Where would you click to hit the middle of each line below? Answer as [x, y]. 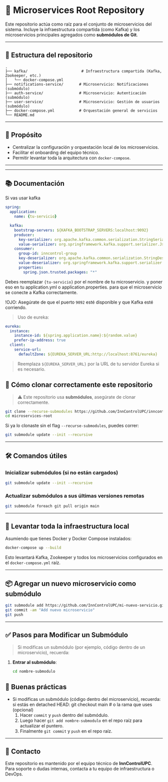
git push [14, 615]
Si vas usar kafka [23, 198]
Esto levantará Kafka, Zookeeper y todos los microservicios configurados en [84, 557]
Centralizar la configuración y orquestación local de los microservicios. [85, 147]
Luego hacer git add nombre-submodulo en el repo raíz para [81, 720]
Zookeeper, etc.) [23, 75]
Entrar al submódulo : [34, 662]
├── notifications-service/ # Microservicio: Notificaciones [77, 84]
